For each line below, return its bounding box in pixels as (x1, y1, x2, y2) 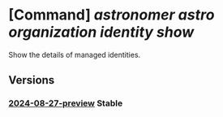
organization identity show (8, 23, 195, 41)
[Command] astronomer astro (8, 6, 215, 24)
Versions (8, 73, 55, 87)
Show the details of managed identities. (8, 50, 141, 59)
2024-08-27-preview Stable (8, 97, 123, 109)
